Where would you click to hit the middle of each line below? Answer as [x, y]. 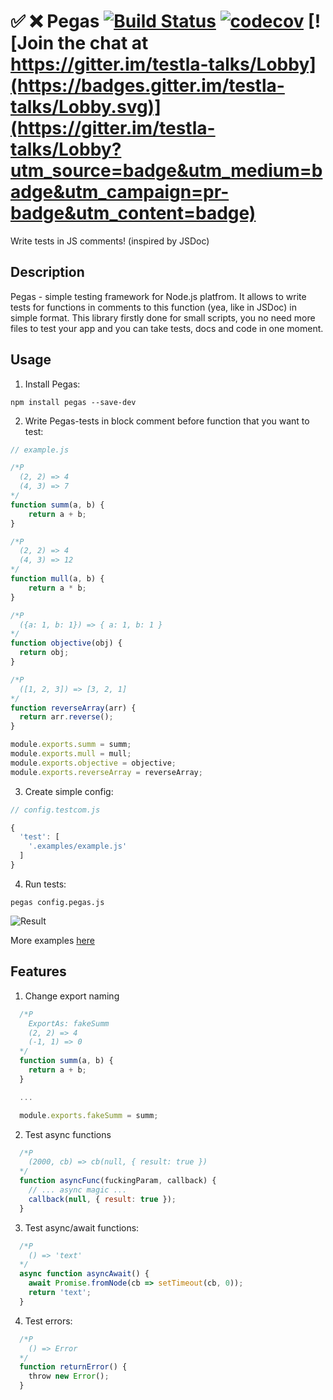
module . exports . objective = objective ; [93, 763]
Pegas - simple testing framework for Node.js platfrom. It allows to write [158, 296]
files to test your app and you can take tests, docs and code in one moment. [167, 328]
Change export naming [72, 996]
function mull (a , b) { [57, 579]
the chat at [103, 43]
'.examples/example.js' [78, 846]
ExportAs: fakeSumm [69, 1023]
